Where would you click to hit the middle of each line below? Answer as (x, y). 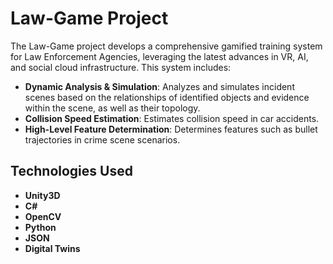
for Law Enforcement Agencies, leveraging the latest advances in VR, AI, (159, 56)
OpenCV (43, 216)
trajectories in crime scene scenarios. (102, 139)
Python (40, 227)
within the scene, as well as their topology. (112, 108)
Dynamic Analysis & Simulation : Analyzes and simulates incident (159, 86)
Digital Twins (52, 248)
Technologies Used (71, 171)
